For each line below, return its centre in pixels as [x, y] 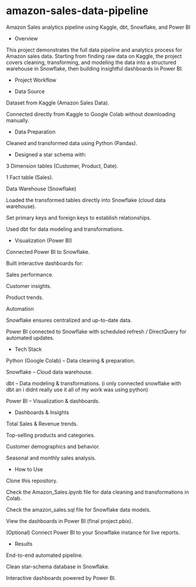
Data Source [30, 91]
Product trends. [25, 297]
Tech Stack [28, 349]
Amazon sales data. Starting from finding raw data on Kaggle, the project [94, 56]
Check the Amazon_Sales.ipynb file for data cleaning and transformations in [97, 492]
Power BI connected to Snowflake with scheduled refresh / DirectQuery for [96, 331]
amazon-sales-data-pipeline [77, 11]
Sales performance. [30, 274]
